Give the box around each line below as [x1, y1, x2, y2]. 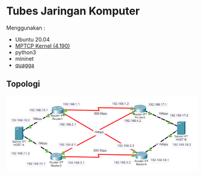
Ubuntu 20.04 [15, 36, 50, 43]
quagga [15, 61, 34, 69]
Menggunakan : [6, 24, 45, 31]
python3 [15, 48, 36, 55]
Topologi [6, 79, 41, 89]
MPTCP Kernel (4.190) [15, 42, 71, 49]
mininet [15, 55, 34, 62]
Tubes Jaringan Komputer [6, 4, 140, 18]
